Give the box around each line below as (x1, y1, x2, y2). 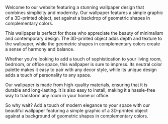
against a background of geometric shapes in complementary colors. (5, 113, 148, 119)
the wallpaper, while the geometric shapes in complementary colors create (5, 41, 160, 47)
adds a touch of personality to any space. (5, 72, 92, 78)
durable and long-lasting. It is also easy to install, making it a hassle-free (5, 87, 155, 93)
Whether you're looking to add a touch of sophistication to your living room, (5, 56, 162, 62)
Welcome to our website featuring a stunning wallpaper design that (5, 5, 144, 10)
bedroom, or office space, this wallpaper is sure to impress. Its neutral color (5, 61, 162, 67)
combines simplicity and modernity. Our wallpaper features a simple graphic (5, 10, 163, 16)
